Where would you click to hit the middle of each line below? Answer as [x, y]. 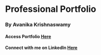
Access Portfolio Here [28, 36]
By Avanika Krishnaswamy [38, 25]
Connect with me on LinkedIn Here [41, 48]
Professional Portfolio [51, 9]
